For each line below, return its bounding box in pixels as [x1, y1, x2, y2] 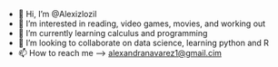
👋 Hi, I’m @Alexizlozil [17, 9, 97, 19]
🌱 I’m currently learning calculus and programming [17, 28, 208, 38]
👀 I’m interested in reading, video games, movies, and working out [17, 18, 266, 29]
